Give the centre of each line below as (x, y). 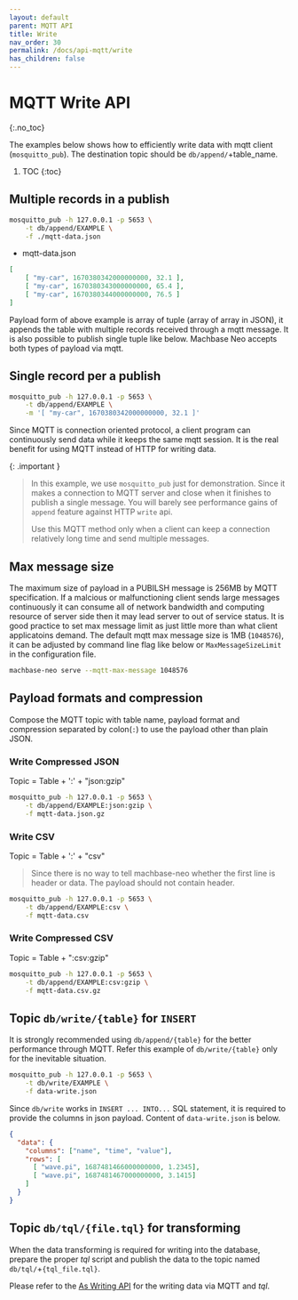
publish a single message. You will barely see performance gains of (154, 503)
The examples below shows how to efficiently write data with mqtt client (141, 144)
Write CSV (32, 836)
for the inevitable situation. (58, 1059)
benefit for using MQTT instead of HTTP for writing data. (113, 449)
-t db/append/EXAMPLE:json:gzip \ (89, 805)
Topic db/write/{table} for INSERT (103, 1018)
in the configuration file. (53, 654)
